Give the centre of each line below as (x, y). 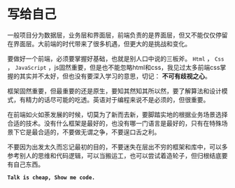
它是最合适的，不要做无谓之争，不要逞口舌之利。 (90, 132)
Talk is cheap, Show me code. (51, 178)
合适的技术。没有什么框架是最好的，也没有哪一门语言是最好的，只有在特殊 (114, 123)
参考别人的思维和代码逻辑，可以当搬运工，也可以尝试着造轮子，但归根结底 (114, 155)
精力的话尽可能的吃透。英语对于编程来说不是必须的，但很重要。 (117, 99)
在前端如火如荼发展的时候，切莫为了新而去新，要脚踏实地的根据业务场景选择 (117, 114)
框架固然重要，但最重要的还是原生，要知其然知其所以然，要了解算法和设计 (114, 91)
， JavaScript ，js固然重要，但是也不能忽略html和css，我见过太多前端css (114, 67)
